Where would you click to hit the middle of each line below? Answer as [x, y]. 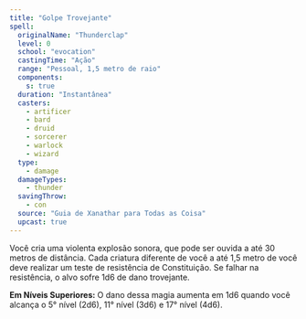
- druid [40, 129]
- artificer [48, 112]
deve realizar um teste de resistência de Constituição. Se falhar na [134, 267]
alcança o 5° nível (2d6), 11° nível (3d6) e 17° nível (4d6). [116, 304]
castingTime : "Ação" [57, 60]
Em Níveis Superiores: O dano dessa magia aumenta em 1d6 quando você [150, 294]
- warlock [45, 145]
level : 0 [34, 43]
